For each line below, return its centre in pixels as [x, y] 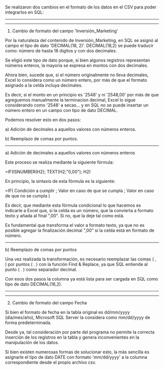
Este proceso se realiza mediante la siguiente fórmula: [59, 162]
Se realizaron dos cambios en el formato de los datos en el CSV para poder [81, 7]
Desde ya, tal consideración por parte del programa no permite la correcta [80, 332]
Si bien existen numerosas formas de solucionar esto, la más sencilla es [77, 352]
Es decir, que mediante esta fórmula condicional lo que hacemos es [73, 205]
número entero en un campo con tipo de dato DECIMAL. [61, 110]
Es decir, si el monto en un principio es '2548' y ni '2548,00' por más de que [82, 95]
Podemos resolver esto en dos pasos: [43, 120]
